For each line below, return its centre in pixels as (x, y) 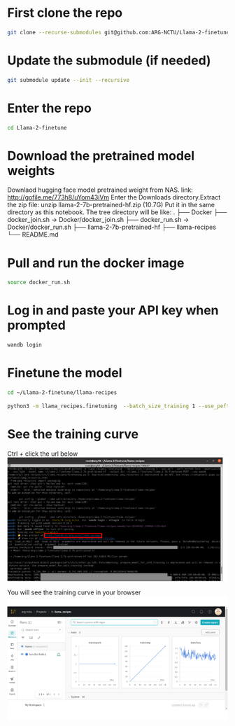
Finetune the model (65, 373)
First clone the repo (65, 13)
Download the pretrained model (101, 156)
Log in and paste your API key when (113, 310)
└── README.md (33, 235)
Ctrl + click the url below (43, 454)
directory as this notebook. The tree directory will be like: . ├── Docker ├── (117, 212)
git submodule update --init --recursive (69, 80)
